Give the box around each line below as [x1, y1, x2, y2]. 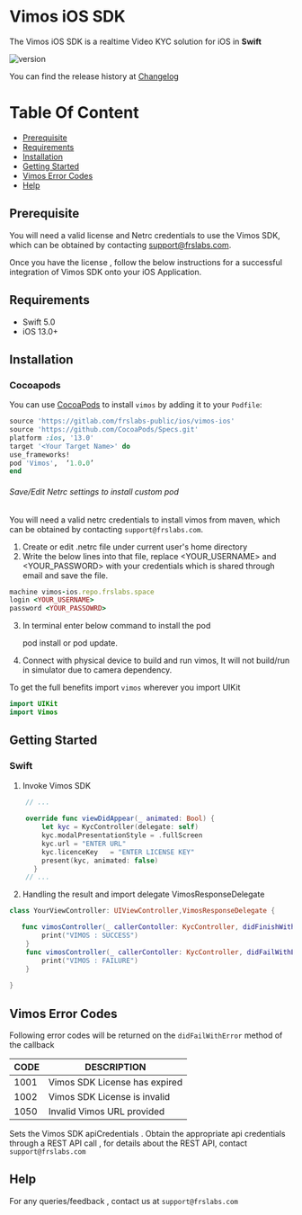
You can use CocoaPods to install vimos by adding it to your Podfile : [9, 399, 262, 410]
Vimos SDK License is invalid [48, 1091, 171, 1103]
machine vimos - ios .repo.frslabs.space [9, 587, 155, 596]
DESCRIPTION [84, 1061, 147, 1074]
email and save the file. [22, 569, 109, 581]
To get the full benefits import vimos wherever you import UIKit [9, 682, 241, 693]
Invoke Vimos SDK [22, 780, 92, 791]
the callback [9, 1040, 55, 1050]
